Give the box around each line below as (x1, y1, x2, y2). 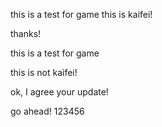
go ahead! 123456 (10, 105, 85, 117)
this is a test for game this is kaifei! (10, 9, 153, 20)
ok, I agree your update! (10, 86, 109, 98)
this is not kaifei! (10, 67, 78, 78)
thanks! (10, 28, 42, 39)
